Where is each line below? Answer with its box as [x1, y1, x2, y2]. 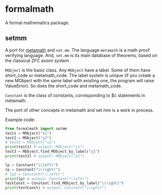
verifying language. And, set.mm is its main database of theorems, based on [5, 52, 158, 58]
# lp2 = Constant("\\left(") [5, 171, 65, 177]
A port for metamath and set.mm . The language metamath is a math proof [5, 47, 150, 53]
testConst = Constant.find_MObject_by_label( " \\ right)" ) [5, 181, 124, 186]
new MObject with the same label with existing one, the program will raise [5, 77, 155, 83]
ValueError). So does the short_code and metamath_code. [5, 83, 122, 89]
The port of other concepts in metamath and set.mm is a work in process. [5, 107, 154, 113]
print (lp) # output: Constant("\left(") [5, 176, 89, 181]
